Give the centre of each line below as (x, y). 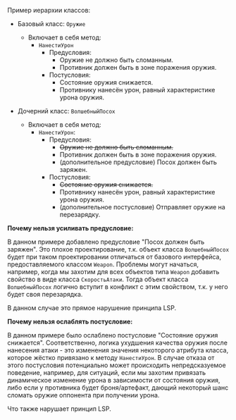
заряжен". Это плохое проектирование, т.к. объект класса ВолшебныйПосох (118, 249)
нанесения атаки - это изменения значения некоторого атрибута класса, (118, 350)
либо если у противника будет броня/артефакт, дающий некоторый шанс (118, 388)
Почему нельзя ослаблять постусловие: (70, 321)
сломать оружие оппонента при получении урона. (83, 395)
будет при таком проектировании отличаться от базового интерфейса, (114, 257)
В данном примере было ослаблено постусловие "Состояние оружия (113, 335)
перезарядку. (80, 215)
